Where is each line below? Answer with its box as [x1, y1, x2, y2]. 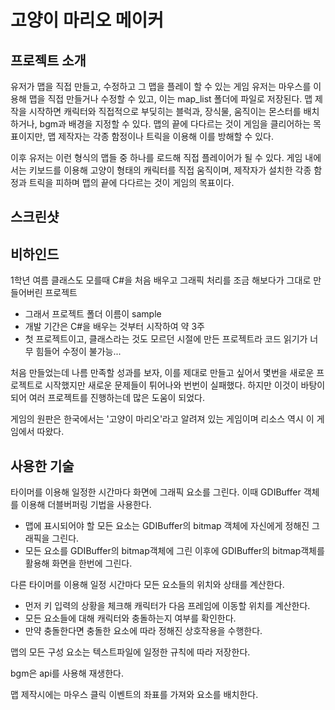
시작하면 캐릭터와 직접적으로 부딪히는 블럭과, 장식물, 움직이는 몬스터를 [28, 106, 302, 117]
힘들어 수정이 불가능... [35, 346, 122, 358]
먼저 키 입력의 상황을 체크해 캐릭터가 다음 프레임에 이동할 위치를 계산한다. [24, 600, 311, 612]
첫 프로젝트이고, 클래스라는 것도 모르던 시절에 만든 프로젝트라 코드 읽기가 [24, 333, 308, 345]
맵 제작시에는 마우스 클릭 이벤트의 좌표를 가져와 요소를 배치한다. [10, 689, 259, 701]
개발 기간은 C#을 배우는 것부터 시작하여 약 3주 [24, 321, 205, 333]
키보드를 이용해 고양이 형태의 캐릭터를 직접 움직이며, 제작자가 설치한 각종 [28, 164, 312, 176]
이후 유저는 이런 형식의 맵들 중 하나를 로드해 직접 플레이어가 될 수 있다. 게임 [10, 152, 303, 163]
